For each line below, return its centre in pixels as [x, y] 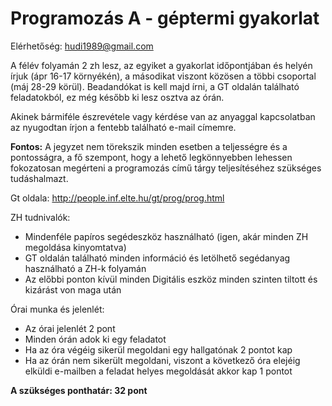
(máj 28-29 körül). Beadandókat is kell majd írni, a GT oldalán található [155, 86]
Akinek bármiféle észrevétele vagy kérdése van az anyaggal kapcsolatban [163, 116]
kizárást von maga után [73, 289]
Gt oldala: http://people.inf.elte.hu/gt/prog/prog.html [117, 198]
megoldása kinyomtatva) [75, 247]
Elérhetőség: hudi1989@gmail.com [82, 46]
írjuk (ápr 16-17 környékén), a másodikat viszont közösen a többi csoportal [163, 76]
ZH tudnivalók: [40, 217]
